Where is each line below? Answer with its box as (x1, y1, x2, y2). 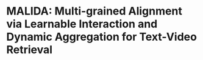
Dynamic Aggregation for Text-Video (6, 30, 197, 44)
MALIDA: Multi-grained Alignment (6, 4, 183, 18)
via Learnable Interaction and (6, 17, 158, 31)
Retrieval (6, 43, 53, 57)
